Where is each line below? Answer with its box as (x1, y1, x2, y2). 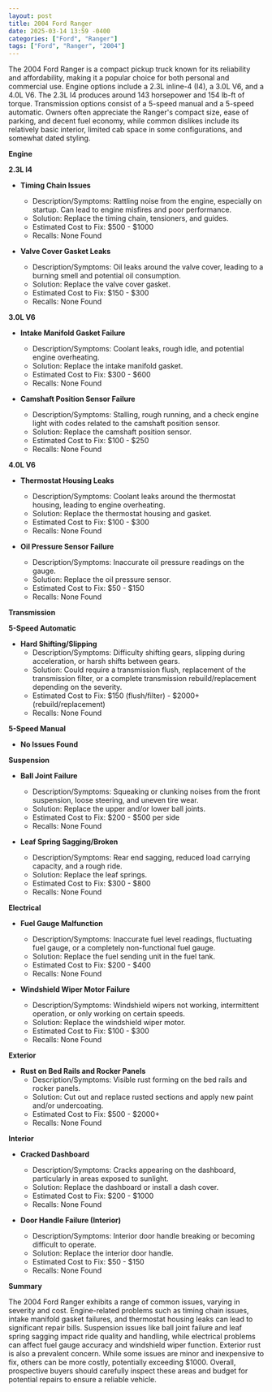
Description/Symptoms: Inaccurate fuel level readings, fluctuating (32, 934, 253, 944)
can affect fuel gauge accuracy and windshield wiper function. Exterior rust (8, 1340, 261, 1350)
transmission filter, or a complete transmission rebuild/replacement (32, 674, 257, 683)
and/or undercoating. (32, 1101, 104, 1110)
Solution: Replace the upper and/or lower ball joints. (32, 804, 205, 814)
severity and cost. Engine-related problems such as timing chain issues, (8, 1306, 249, 1316)
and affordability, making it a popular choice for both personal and (8, 73, 230, 83)
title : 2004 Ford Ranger (8, 19, 93, 28)
